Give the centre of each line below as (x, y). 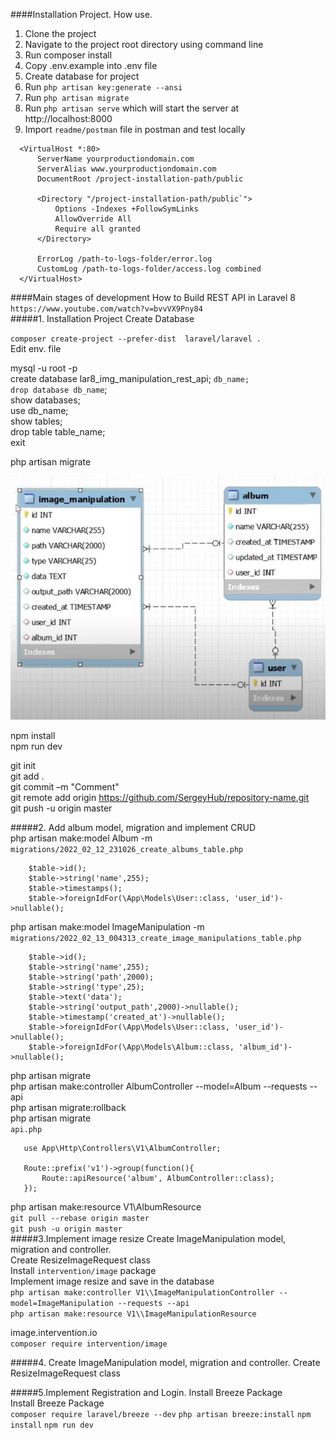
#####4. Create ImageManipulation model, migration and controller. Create (165, 1363)
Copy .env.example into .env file (91, 65)
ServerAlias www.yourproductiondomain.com (126, 169)
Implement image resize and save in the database (112, 1281)
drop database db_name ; (59, 389)
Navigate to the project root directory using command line (144, 44)
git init (23, 766)
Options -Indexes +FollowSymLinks (126, 209)
